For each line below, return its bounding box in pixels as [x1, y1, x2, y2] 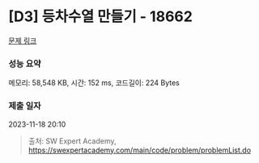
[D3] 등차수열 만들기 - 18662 [8, 7, 193, 26]
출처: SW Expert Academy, [28, 135, 117, 146]
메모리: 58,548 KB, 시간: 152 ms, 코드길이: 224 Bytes [8, 78, 180, 88]
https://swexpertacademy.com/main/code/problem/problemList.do [28, 145, 252, 155]
